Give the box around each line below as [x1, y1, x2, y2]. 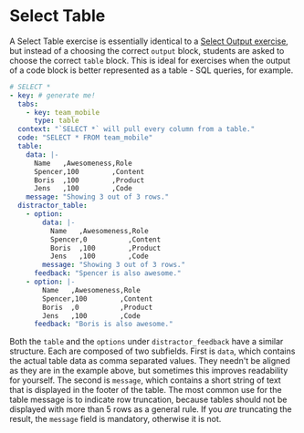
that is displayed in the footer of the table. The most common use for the [9, 385, 282, 396]
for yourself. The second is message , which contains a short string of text [9, 375, 281, 386]
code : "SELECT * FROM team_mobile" [17, 133, 153, 142]
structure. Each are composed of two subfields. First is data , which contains [9, 345, 296, 356]
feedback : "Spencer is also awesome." [33, 269, 182, 278]
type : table [33, 116, 79, 126]
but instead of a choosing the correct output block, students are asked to [9, 45, 285, 56]
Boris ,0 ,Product [42, 303, 153, 312]
